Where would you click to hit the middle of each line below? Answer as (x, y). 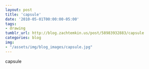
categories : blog (23, 38)
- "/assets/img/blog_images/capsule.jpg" (49, 47)
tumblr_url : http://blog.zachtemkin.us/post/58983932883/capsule (74, 33)
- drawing (15, 28)
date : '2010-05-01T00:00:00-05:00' (42, 19)
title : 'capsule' (23, 14)
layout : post (19, 10)
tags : (11, 24)
